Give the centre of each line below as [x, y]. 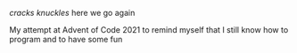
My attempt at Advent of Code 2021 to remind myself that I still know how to [149, 30]
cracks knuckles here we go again [72, 13]
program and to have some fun [66, 39]
